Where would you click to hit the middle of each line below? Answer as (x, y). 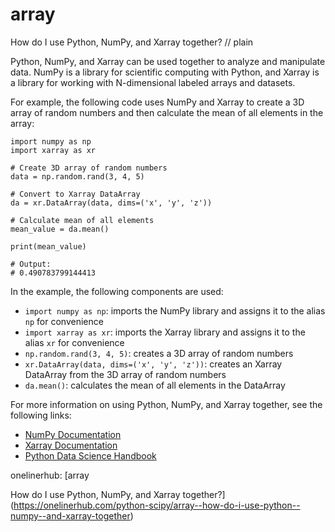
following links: (41, 415)
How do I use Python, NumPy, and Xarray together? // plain (132, 42)
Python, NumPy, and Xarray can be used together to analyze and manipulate (168, 61)
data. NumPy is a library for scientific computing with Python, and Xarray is (165, 72)
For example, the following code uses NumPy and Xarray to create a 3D (157, 102)
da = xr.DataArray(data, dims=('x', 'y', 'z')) (111, 203)
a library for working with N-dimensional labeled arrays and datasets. (153, 82)
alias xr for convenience (74, 342)
